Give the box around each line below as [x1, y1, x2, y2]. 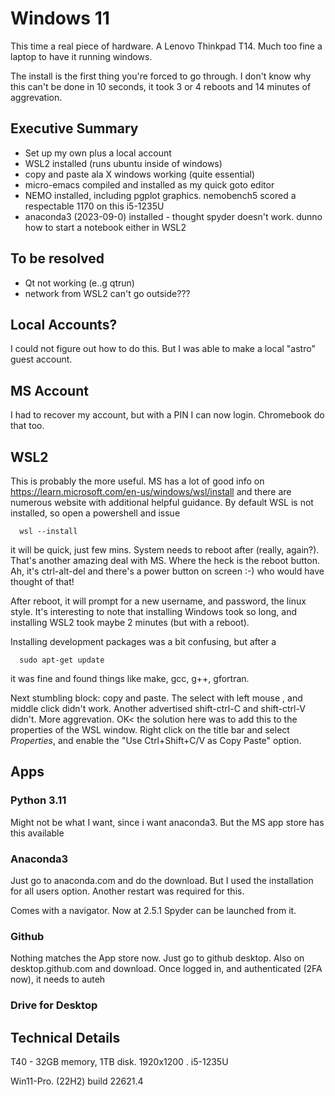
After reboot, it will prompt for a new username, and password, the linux [10, 595, 307, 607]
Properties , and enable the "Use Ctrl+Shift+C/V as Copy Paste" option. [10, 735, 302, 746]
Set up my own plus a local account [24, 147, 172, 159]
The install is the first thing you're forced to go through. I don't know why [10, 70, 312, 82]
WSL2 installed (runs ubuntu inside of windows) [24, 157, 223, 169]
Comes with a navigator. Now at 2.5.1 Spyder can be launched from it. [10, 904, 297, 916]
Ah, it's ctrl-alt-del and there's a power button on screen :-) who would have [10, 565, 325, 577]
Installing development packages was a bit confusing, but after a [10, 636, 277, 647]
